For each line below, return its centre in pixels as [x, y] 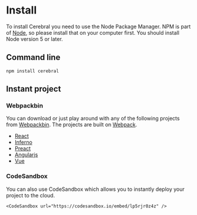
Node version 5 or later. [35, 39]
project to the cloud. [31, 195]
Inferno [23, 142]
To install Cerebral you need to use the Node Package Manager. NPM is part [98, 26]
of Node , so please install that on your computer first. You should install [93, 32]
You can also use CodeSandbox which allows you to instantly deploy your [95, 189]
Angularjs [26, 155]
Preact [23, 149]
